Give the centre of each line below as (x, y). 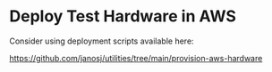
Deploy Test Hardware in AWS (123, 16)
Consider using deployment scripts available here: (102, 41)
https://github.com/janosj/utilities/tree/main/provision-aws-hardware (136, 58)
